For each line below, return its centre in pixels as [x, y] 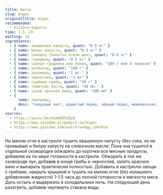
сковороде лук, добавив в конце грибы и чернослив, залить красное [77, 161]
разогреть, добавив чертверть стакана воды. [52, 187]
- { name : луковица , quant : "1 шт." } [49, 73]
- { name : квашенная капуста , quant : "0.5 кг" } [60, 46]
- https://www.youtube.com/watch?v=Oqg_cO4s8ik [59, 127]
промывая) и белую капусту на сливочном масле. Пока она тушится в [79, 146]
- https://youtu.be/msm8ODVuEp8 [42, 118]
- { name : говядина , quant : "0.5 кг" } [50, 59]
